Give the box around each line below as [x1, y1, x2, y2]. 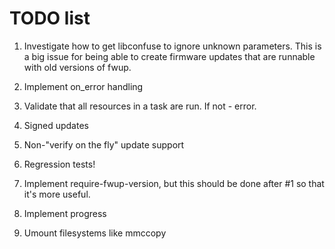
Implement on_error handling [23, 80, 144, 92]
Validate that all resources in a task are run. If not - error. [23, 100, 257, 112]
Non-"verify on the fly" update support [23, 138, 185, 151]
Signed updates [23, 119, 89, 131]
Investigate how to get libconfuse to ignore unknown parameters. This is [23, 40, 322, 52]
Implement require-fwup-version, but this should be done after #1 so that [23, 177, 325, 189]
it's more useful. [23, 188, 91, 200]
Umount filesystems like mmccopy [23, 227, 167, 239]
